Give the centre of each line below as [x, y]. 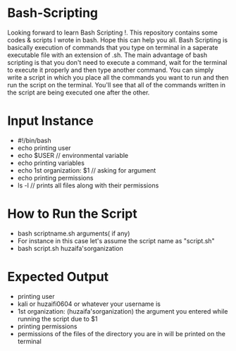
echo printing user [44, 148]
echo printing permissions [55, 178]
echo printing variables [51, 163]
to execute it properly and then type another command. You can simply [111, 70]
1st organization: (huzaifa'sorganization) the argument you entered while [123, 311]
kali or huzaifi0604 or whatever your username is [89, 304]
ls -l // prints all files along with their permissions [88, 185]
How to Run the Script [72, 214]
